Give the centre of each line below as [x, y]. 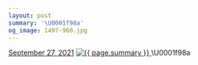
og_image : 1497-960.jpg [48, 30]
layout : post [30, 15]
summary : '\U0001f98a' [46, 23]
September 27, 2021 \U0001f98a [99, 53]
